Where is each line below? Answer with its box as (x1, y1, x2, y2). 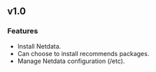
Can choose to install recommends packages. (17, 49, 150, 57)
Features (7, 26, 38, 36)
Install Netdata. (17, 42, 62, 51)
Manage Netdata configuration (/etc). (17, 57, 125, 65)
